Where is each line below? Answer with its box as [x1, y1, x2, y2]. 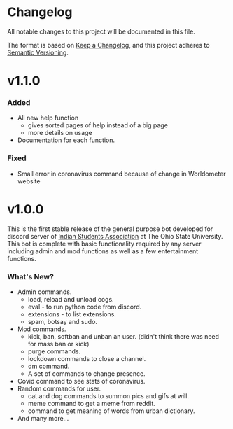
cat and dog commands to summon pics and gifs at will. [27, 391, 189, 400]
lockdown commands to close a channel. [27, 354, 146, 363]
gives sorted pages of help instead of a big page [27, 121, 168, 129]
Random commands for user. [17, 384, 101, 393]
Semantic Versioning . [7, 48, 69, 57]
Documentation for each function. [17, 136, 115, 144]
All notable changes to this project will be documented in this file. [7, 27, 196, 36]
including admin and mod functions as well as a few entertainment [7, 246, 199, 255]
